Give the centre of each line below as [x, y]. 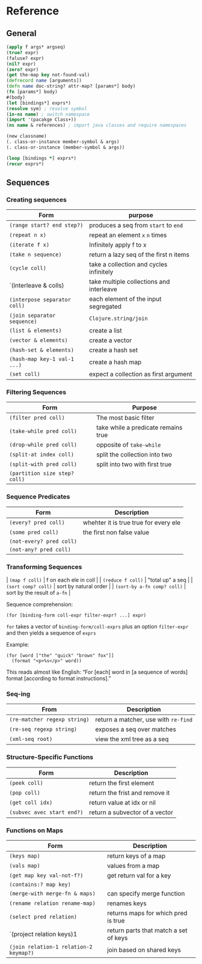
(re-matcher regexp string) [49, 720]
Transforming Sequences [44, 566]
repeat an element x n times [128, 235]
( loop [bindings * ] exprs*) [41, 158]
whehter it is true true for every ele [132, 523]
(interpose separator [40, 300]
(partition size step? [41, 474]
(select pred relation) [43, 916]
